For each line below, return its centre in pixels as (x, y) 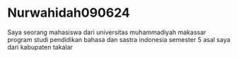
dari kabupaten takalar (40, 47)
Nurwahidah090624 (69, 13)
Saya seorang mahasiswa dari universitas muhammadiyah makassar (107, 32)
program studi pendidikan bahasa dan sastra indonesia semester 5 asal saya (119, 39)
